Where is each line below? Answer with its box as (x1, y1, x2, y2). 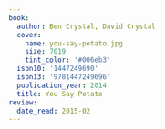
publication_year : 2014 (16, 81, 107, 90)
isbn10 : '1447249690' (16, 64, 99, 74)
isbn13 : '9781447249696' (16, 73, 111, 82)
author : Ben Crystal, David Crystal (16, 22, 156, 31)
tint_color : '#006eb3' (25, 55, 111, 64)
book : (8, 13, 29, 23)
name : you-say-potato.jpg (25, 38, 124, 48)
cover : (16, 30, 42, 39)
